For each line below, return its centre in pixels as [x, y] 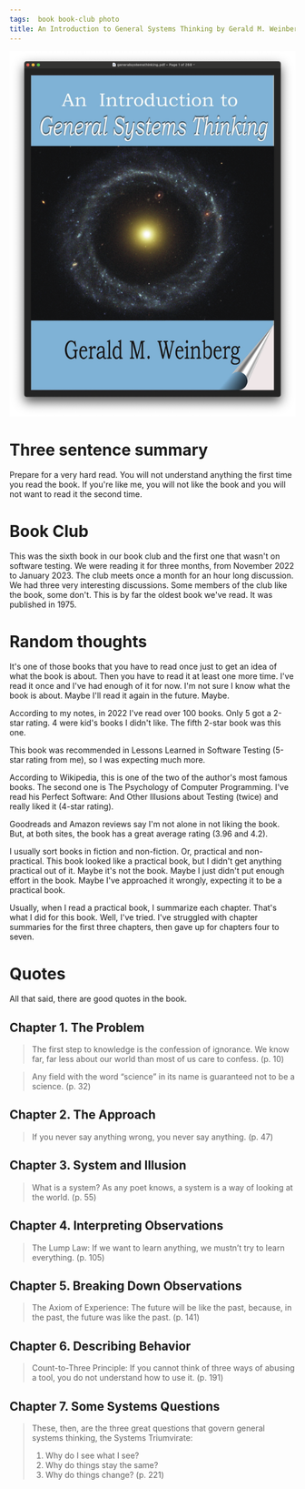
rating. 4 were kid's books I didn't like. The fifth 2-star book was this [153, 723]
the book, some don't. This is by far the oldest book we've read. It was [141, 595]
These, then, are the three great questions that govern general [148, 1428]
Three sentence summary [109, 450]
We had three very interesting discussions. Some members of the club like [148, 585]
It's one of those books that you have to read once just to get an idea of [143, 667]
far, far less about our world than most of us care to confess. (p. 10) [157, 1059]
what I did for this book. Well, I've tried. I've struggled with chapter [134, 917]
